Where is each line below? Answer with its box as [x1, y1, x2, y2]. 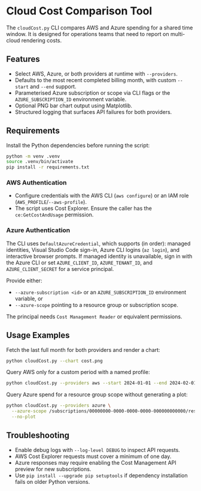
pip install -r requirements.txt [6, 164, 90, 170]
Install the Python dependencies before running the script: [6, 141, 150, 149]
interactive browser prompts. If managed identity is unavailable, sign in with [6, 252, 193, 260]
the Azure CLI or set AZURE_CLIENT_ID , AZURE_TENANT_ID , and [6, 259, 153, 266]
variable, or [14, 295, 43, 302]
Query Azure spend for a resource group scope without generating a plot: [6, 391, 188, 398]
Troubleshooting [6, 430, 70, 441]
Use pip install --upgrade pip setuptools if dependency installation [14, 472, 188, 479]
